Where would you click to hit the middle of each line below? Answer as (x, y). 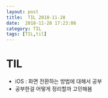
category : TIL (24, 29)
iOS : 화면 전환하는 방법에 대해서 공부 (58, 81)
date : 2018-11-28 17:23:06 (41, 23)
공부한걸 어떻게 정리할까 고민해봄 (53, 89)
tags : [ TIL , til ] (26, 34)
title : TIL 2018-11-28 (36, 17)
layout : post (22, 12)
